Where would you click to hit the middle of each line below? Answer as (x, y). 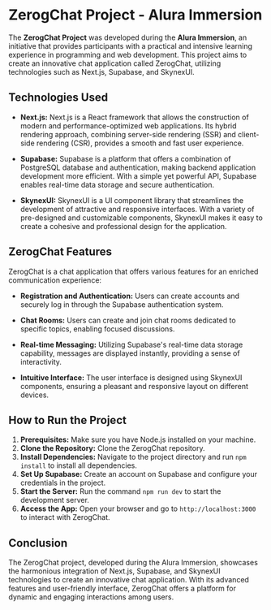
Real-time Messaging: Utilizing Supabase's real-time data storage (131, 344)
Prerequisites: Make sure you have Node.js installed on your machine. (138, 439)
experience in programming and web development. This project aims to (128, 54)
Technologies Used (58, 98)
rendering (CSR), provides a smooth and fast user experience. (140, 143)
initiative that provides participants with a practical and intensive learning (131, 45)
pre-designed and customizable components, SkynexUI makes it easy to (142, 218)
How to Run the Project (68, 420)
